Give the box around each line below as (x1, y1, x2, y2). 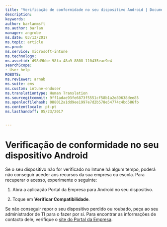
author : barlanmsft (5, 21, 46, 26)
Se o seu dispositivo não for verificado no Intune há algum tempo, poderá (5, 166, 156, 172)
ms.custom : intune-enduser (5, 86, 61, 91)
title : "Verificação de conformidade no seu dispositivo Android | (5, 7, 148, 12)
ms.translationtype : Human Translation (5, 91, 88, 96)
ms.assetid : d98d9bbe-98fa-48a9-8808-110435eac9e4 (5, 58, 112, 63)
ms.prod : (5, 44, 23, 49)
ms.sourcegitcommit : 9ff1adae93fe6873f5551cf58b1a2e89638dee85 (5, 95, 139, 100)
